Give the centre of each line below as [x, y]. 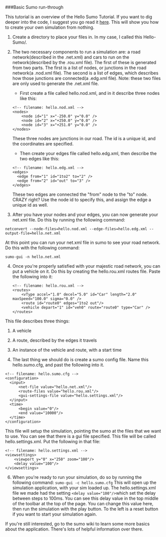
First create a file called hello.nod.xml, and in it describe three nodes [90, 93]
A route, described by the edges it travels [55, 340]
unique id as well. [30, 205]
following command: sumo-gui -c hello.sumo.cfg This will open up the [84, 482]
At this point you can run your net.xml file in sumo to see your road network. [83, 242]
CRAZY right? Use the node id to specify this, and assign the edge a [82, 200]
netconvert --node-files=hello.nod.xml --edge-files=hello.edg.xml [76, 229]
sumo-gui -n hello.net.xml [33, 257]
